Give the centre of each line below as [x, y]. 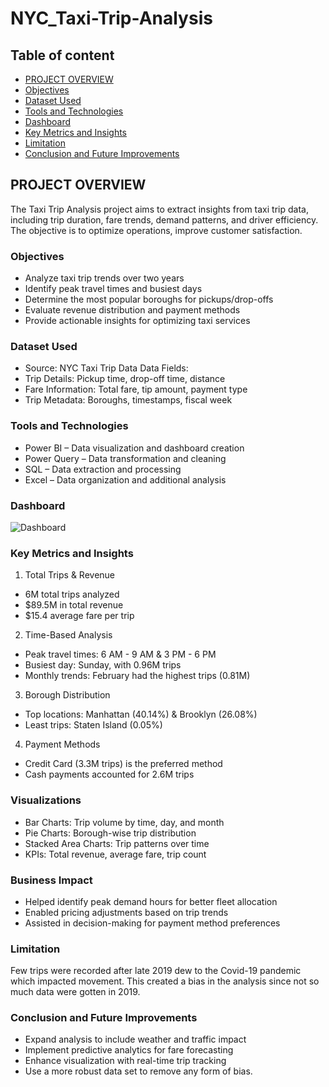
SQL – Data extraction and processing [103, 469]
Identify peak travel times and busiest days [113, 289]
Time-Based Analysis [68, 635]
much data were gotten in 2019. [75, 992]
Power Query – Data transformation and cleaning [125, 458]
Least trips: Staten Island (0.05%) [93, 725]
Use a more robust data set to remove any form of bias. [138, 1071]
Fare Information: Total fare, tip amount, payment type [136, 389]
